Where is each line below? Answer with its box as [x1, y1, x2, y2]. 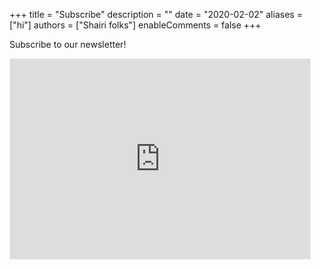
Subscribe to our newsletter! [9, 39, 127, 50]
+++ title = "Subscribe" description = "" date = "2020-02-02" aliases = [9, 9, 303, 20]
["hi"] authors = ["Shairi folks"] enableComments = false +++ [9, 19, 262, 31]
